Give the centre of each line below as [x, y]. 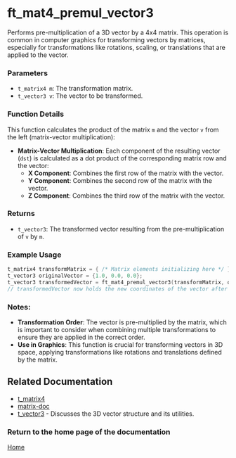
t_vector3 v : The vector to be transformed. [80, 96]
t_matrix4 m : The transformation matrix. [75, 89]
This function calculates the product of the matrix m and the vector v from [113, 129]
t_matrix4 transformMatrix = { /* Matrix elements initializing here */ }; [120, 269]
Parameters [27, 73]
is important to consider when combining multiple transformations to [117, 329]
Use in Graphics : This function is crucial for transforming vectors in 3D [120, 344]
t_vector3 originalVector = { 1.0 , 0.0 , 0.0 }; [75, 276]
